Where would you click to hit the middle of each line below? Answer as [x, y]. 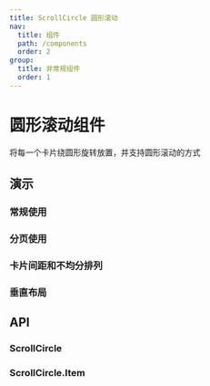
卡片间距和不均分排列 [56, 266]
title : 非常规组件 [49, 69]
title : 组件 [39, 35]
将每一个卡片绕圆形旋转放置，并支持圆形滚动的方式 [105, 152]
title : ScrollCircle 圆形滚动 [64, 18]
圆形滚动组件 [58, 125]
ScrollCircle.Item [47, 373]
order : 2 [34, 52]
